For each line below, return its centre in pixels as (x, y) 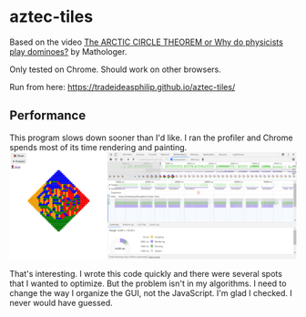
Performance (48, 116)
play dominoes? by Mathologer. (68, 51)
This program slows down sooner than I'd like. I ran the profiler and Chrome (151, 138)
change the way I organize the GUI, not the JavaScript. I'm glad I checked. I (151, 293)
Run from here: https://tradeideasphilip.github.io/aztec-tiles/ (122, 87)
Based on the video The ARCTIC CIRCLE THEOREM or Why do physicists (147, 42)
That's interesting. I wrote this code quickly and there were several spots (146, 274)
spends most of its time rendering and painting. (98, 147)
